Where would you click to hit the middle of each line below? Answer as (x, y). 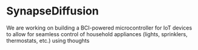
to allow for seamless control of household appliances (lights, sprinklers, (97, 34)
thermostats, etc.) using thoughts (48, 40)
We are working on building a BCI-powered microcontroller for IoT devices (99, 28)
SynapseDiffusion (53, 11)
